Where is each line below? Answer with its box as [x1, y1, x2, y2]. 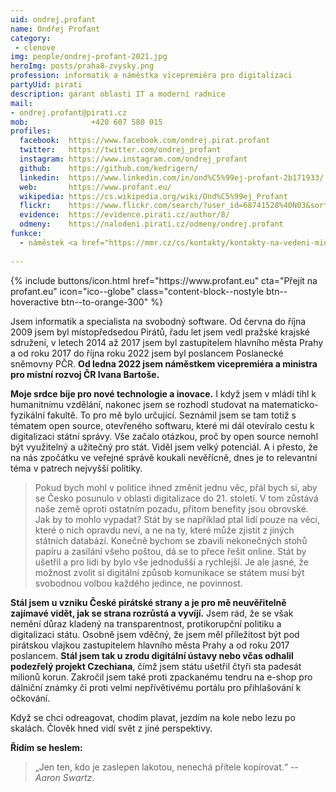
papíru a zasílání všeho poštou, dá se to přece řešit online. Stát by [34, 545, 307, 557]
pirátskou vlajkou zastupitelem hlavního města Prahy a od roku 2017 [10, 639, 290, 651]
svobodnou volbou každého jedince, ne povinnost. [34, 577, 243, 589]
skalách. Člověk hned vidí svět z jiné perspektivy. [10, 722, 213, 734]
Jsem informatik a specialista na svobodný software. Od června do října [10, 315, 307, 327]
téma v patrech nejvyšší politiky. [10, 462, 143, 474]
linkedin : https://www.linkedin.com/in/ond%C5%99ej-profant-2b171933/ [19, 172, 325, 183]
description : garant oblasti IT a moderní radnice [10, 89, 226, 99]
